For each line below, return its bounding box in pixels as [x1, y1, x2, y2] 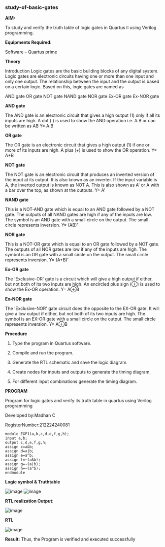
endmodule [5, 470, 26, 476]
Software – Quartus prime [5, 49, 58, 55]
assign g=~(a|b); [5, 462, 41, 467]
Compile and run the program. [12, 350, 74, 356]
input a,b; [5, 436, 28, 441]
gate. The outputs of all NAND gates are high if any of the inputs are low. [5, 211, 153, 218]
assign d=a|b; [5, 449, 34, 454]
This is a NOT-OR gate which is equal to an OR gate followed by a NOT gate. [5, 241, 160, 247]
